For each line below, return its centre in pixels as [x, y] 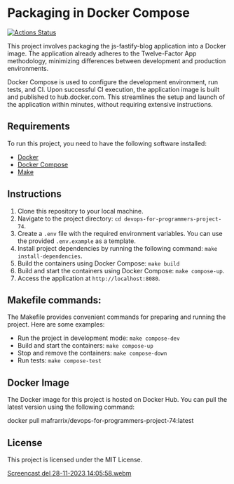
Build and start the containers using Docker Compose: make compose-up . [121, 270]
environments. [28, 68]
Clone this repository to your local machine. [80, 211]
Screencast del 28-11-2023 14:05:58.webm [69, 473]
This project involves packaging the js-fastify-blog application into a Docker [117, 46]
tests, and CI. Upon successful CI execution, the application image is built [113, 89]
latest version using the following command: [71, 407]
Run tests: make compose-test [59, 360]
